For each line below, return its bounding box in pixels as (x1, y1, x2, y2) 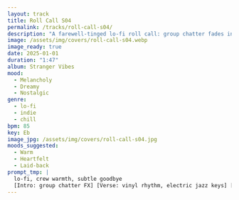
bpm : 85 (7, 122, 31, 130)
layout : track (7, 10, 50, 18)
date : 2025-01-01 (7, 50, 59, 57)
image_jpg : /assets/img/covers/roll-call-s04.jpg (7, 135, 158, 143)
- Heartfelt (14, 155, 50, 163)
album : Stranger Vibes (7, 63, 75, 70)
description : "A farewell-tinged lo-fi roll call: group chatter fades (7, 30, 224, 38)
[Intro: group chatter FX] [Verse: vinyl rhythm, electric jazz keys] (14, 182, 228, 189)
